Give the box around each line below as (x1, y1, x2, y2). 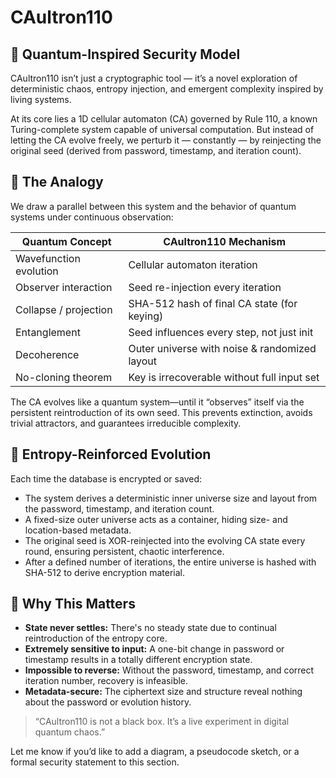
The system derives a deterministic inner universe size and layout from (24, 492, 318, 504)
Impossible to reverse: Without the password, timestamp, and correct (24, 664, 315, 676)
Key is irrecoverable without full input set (128, 370, 320, 384)
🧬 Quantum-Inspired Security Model (10, 46, 241, 63)
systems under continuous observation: (10, 211, 174, 223)
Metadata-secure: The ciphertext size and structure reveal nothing (24, 686, 303, 698)
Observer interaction (15, 280, 113, 294)
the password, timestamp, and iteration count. (24, 502, 215, 515)
